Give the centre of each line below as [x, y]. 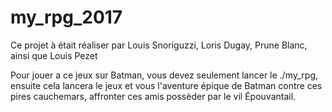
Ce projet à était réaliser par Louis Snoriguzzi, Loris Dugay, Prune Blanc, [159, 45]
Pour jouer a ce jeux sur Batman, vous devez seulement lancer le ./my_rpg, [164, 75]
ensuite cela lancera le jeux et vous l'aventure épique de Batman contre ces [166, 85]
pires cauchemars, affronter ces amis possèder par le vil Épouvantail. [153, 96]
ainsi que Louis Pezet [54, 55]
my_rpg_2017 [66, 17]
